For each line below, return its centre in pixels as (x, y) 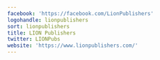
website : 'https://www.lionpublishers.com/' (73, 46)
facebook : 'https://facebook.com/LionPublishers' (81, 13)
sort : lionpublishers (39, 26)
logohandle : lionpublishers (48, 20)
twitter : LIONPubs (34, 39)
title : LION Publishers (42, 33)
